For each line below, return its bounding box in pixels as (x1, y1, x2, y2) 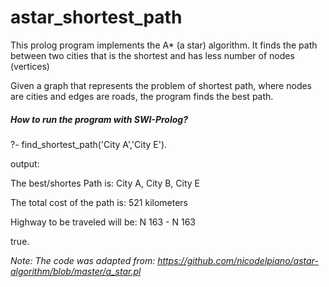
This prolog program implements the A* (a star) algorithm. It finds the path (10, 39, 318, 51)
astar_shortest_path (10, 6, 183, 29)
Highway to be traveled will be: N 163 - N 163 (10, 216, 196, 228)
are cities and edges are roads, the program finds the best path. (10, 90, 274, 102)
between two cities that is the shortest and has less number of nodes (10, 49, 295, 61)
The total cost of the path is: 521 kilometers (10, 196, 189, 208)
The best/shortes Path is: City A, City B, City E (10, 177, 201, 189)
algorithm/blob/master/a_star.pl (10, 265, 142, 277)
